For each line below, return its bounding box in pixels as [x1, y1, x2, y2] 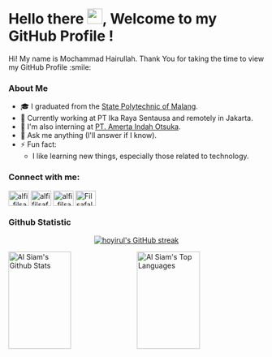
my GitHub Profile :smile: [8, 62, 92, 72]
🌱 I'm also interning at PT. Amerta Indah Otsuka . [19, 122, 181, 131]
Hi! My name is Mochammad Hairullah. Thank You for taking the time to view [8, 54, 265, 63]
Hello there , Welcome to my [8, 10, 218, 28]
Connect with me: [8, 171, 80, 183]
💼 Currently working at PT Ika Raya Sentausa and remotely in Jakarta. [19, 114, 253, 123]
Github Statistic [8, 217, 71, 228]
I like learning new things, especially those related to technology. [32, 151, 249, 161]
